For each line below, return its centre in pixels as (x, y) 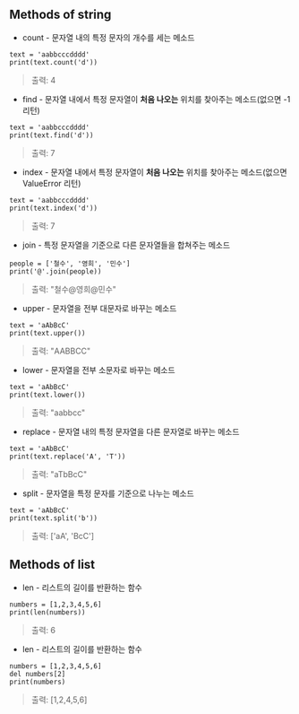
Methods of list (52, 565)
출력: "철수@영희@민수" (73, 289)
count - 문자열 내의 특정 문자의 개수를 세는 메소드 (108, 37)
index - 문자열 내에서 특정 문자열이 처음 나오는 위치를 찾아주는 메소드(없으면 (155, 172)
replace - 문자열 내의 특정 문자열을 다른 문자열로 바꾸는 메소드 (131, 431)
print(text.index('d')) (54, 208)
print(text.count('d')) (54, 62)
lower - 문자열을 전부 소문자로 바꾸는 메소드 (99, 370)
